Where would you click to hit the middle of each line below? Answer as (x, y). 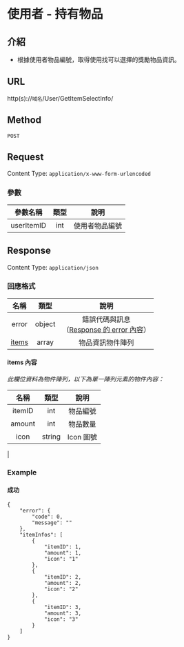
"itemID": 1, (62, 547)
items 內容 (22, 362)
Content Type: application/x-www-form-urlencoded (79, 174)
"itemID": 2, (62, 577)
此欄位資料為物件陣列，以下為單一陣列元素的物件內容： (85, 379)
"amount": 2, (62, 584)
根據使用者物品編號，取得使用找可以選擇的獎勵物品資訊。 (99, 60)
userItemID (29, 225)
